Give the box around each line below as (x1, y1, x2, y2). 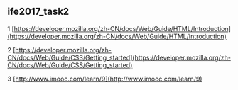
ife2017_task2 (7, 6, 70, 18)
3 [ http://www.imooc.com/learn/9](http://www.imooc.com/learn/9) (7, 74, 202, 83)
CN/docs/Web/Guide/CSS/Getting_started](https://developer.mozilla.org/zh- (7, 53, 231, 62)
